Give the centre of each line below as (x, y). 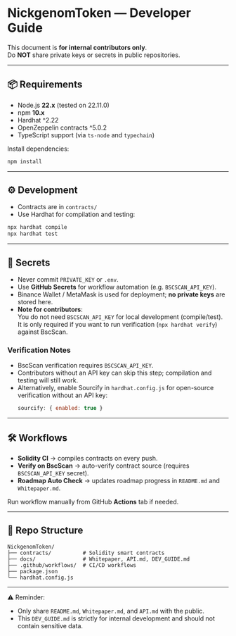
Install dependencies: (38, 149)
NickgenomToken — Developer (99, 13)
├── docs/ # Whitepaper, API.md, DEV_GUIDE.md (99, 559)
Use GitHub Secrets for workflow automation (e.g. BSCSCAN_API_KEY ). (117, 287)
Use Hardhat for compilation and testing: (76, 214)
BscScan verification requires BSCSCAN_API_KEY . (85, 366)
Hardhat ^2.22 (38, 120)
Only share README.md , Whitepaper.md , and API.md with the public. (111, 611)
